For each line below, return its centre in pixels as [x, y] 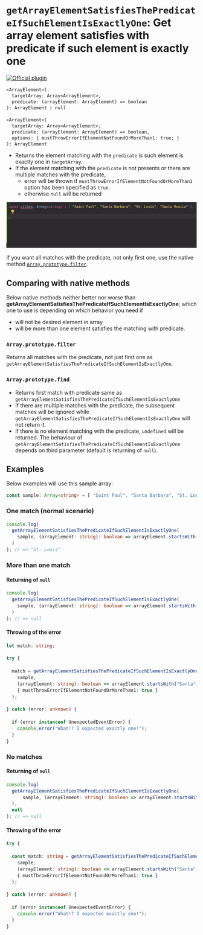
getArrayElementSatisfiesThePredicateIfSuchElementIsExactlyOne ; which [101, 304]
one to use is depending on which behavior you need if [75, 310]
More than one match [38, 565]
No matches [24, 756]
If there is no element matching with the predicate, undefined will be [99, 431]
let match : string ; [31, 646]
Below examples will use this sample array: [60, 483]
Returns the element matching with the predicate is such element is [99, 155]
